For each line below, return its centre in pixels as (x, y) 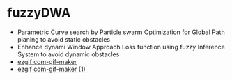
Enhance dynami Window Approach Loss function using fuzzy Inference (121, 47)
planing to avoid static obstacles (64, 39)
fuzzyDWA (39, 13)
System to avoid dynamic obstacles (68, 54)
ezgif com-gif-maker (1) (51, 69)
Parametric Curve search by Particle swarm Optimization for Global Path (121, 32)
